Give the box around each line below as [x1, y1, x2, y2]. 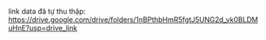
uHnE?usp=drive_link [8, 24, 78, 32]
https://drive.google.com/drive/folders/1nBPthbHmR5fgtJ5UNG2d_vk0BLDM [8, 15, 258, 24]
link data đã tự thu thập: [8, 7, 86, 16]
